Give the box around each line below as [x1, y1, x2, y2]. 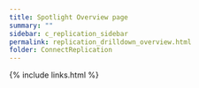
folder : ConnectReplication [9, 46, 113, 55]
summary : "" [9, 21, 53, 30]
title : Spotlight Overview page [9, 12, 128, 22]
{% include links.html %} [9, 70, 99, 80]
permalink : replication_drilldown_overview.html [9, 37, 192, 47]
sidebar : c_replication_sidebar [9, 29, 128, 38]
